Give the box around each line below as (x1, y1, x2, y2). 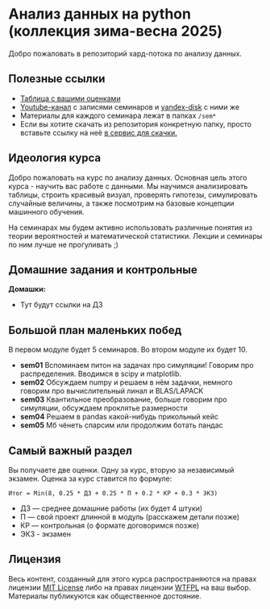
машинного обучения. (8, 206, 85, 216)
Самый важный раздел (8, 444, 133, 457)
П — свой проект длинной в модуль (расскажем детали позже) (19, 512, 240, 521)
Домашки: (8, 284, 46, 294)
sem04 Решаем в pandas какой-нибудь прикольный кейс (19, 412, 219, 422)
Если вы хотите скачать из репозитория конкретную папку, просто (19, 119, 252, 129)
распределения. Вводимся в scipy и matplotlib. (19, 369, 182, 379)
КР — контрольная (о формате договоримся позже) (19, 521, 200, 530)
